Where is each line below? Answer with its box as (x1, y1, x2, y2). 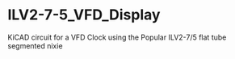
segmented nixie (7, 40, 63, 50)
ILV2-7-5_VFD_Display (7, 6, 161, 24)
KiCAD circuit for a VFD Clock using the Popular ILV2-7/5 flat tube (7, 32, 227, 42)
